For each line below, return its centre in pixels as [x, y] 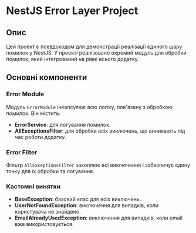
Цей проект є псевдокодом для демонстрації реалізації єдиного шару [94, 46]
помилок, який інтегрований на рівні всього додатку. [73, 59]
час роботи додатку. [40, 137]
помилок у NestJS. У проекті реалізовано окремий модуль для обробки [96, 53]
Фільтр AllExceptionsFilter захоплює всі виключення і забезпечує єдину [98, 165]
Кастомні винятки [33, 186]
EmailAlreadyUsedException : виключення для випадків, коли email [99, 218]
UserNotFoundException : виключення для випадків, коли [87, 205]
